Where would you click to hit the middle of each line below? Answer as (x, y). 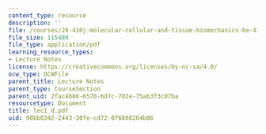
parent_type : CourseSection (55, 89)
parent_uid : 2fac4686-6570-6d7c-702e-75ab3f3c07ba (93, 96)
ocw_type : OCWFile (38, 74)
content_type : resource (47, 15)
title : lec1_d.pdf (38, 111)
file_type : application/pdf (55, 45)
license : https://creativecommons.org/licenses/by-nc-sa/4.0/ (113, 67)
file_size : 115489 (38, 37)
